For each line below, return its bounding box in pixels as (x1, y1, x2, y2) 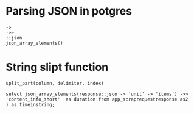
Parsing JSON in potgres (5, 4, 132, 18)
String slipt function (5, 61, 109, 74)
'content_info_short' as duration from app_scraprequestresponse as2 (5, 96, 189, 102)
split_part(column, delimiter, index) (5, 80, 104, 86)
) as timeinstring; (5, 101, 55, 107)
